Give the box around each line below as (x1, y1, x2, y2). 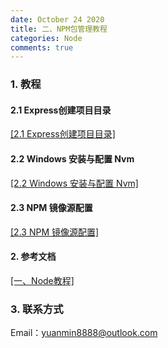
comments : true (10, 42, 74, 53)
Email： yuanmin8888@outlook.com (10, 327, 158, 339)
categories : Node (10, 33, 83, 43)
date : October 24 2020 (10, 14, 105, 25)
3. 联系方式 (10, 302, 64, 316)
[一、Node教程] (10, 274, 75, 286)
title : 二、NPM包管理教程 (10, 24, 108, 34)
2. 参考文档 (10, 251, 57, 263)
